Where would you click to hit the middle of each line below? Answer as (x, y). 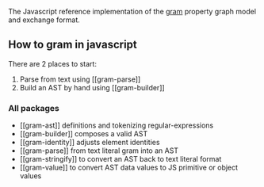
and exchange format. (44, 20)
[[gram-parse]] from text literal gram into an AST (99, 151)
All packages (34, 108)
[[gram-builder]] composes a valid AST (84, 134)
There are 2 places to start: (53, 63)
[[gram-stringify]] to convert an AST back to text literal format (121, 159)
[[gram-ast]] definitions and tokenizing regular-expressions (117, 125)
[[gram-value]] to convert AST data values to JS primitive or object (129, 168)
